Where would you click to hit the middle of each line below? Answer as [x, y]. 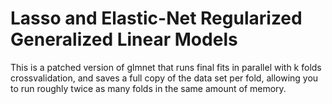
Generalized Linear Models [124, 39]
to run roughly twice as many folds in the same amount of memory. [148, 88]
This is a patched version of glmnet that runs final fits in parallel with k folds [166, 67]
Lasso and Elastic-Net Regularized [156, 18]
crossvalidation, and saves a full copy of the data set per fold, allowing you [164, 78]
